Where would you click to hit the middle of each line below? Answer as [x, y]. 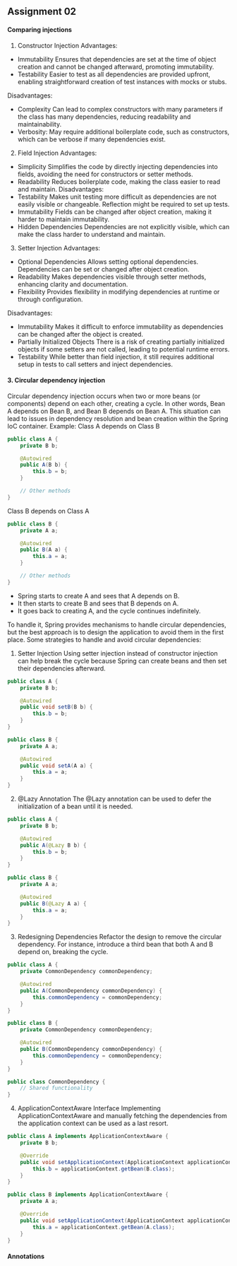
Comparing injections [40, 29]
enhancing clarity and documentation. [73, 284]
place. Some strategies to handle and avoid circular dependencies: [104, 639]
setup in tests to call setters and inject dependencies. [95, 364]
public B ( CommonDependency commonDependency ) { [91, 1050]
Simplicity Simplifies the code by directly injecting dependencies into [118, 166]
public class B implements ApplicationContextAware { [88, 1195]
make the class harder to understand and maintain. [91, 234]
